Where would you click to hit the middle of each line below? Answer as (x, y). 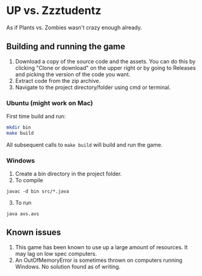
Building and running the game (66, 47)
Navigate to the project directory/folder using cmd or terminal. (93, 87)
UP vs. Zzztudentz (54, 11)
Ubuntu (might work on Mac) (50, 103)
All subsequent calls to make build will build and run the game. (85, 144)
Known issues (34, 232)
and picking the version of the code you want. (73, 74)
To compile (29, 180)
